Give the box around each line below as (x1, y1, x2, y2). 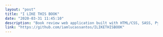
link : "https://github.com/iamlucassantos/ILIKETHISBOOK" (5, 25, 125, 30)
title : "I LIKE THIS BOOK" (5, 12, 60, 16)
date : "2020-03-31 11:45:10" (5, 16, 64, 21)
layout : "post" (5, 7, 36, 12)
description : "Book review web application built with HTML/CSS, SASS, (5, 20, 153, 25)
